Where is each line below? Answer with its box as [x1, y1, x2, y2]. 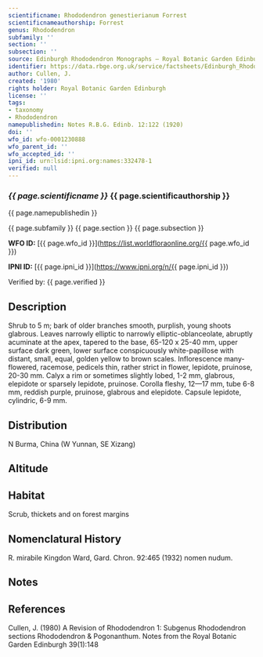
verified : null [8, 165, 58, 172]
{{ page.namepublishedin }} [8, 209, 98, 218]
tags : [8, 99, 26, 107]
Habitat [8, 488, 45, 502]
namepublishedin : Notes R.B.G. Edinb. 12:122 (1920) [8, 121, 184, 129]
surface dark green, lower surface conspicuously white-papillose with [8, 346, 234, 355]
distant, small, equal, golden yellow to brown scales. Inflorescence [8, 354, 223, 364]
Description [8, 299, 67, 314]
